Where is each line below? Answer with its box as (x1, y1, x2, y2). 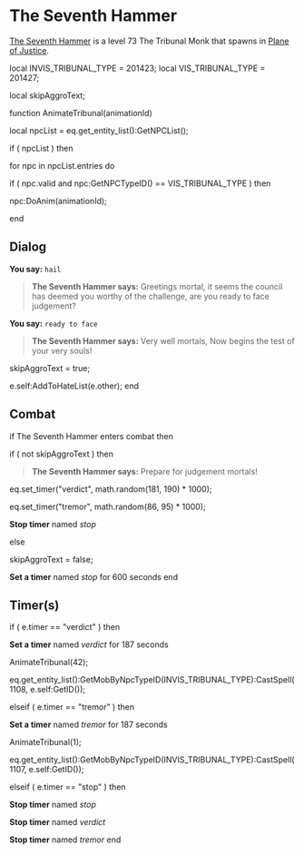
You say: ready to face (9, 318, 98, 329)
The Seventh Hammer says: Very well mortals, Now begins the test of (31, 335, 295, 346)
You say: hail (9, 263, 62, 274)
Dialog (9, 240, 47, 255)
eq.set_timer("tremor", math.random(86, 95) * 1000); (9, 501, 206, 512)
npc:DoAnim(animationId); (9, 195, 107, 206)
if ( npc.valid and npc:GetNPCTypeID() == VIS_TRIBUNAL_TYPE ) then (9, 178, 271, 189)
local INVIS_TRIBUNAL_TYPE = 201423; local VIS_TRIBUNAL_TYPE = (9, 63, 266, 74)
